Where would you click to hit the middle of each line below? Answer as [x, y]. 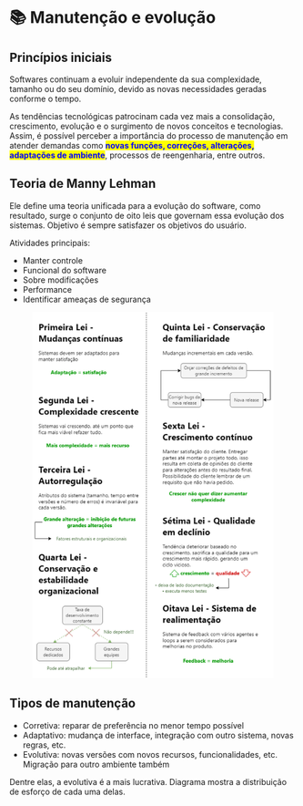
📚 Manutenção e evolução [113, 18]
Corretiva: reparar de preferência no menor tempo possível [133, 725]
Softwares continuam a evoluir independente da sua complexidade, [136, 79]
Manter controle [53, 260]
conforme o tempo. [45, 98]
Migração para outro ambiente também [96, 764]
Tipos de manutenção [73, 703]
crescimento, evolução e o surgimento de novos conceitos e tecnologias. [146, 126]
